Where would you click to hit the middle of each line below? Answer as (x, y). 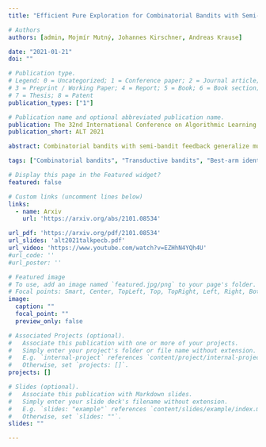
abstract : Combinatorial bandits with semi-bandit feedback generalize (129, 146)
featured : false (35, 182)
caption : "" (35, 306)
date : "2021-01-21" (40, 52)
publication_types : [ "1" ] (51, 103)
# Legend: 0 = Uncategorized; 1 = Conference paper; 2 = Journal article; (134, 81)
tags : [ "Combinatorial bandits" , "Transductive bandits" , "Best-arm (123, 161)
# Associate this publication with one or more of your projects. (123, 343)
